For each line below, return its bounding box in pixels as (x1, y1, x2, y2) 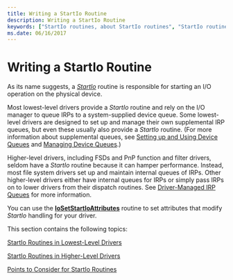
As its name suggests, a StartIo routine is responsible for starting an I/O (7, 83, 212, 91)
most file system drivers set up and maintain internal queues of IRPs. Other (7, 168, 221, 177)
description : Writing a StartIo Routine (7, 17, 126, 24)
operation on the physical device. (7, 90, 103, 98)
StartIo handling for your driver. (7, 211, 97, 220)
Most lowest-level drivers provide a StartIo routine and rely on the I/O (7, 104, 205, 112)
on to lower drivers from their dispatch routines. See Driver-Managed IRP (7, 183, 216, 192)
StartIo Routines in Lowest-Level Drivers (7, 238, 123, 247)
